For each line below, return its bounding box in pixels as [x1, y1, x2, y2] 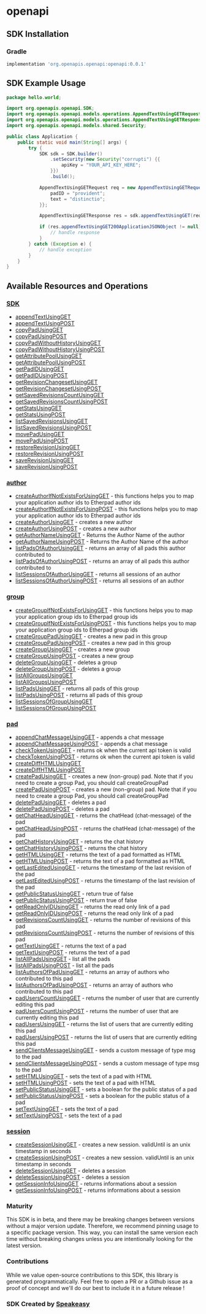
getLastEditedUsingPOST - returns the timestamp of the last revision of [15, 876, 196, 884]
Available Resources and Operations [6, 280, 148, 291]
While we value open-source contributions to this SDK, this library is [6, 1271, 179, 1278]
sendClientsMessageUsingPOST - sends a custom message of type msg [15, 1059, 199, 1067]
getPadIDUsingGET [15, 365, 64, 373]
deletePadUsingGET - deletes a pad [15, 798, 106, 806]
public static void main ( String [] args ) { [17, 139, 128, 145]
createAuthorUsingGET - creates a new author [15, 519, 133, 526]
